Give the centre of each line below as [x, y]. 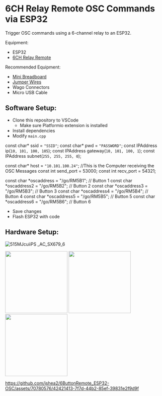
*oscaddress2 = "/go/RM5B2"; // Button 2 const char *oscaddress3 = [77, 186]
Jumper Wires [27, 82]
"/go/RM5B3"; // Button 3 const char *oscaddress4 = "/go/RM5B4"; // [77, 191]
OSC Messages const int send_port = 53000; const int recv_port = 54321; [81, 171]
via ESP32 [27, 19]
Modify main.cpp [29, 136]
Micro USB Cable [30, 92]
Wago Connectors [31, 87]
